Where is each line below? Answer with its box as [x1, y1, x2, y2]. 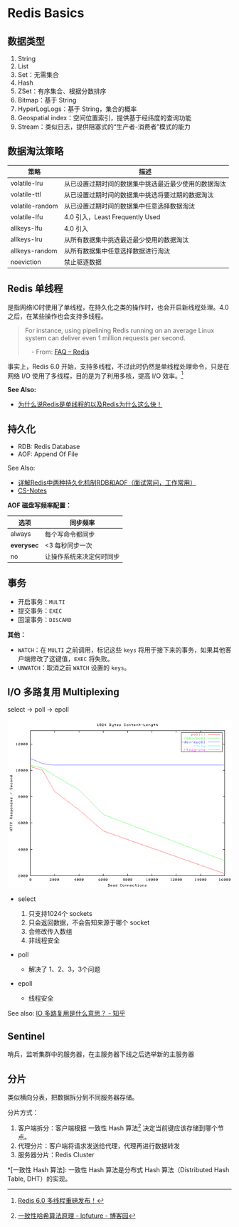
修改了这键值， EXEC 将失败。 [30, 654, 114, 663]
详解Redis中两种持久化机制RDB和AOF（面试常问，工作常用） [17, 478, 197, 487]
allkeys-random [10, 246, 58, 255]
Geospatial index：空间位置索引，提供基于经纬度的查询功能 [17, 114, 192, 122]
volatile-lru [10, 179, 43, 188]
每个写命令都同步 [45, 530, 95, 538]
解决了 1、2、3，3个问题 [28, 965, 101, 974]
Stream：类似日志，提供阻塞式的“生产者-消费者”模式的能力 [17, 122, 191, 131]
